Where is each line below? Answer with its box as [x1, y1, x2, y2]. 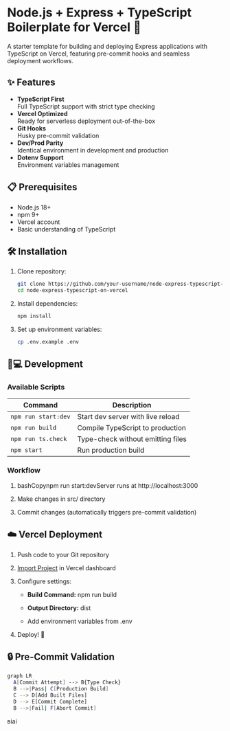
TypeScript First [16, 95, 65, 103]
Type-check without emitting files [77, 434, 187, 444]
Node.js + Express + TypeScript [7, 5, 192, 21]
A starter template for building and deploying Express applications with [7, 42, 208, 50]
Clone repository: [16, 267, 67, 275]
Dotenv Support [16, 153, 64, 161]
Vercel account [16, 218, 60, 226]
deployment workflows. [7, 56, 74, 65]
